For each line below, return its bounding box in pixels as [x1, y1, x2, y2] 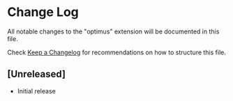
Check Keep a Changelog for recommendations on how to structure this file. [7, 48, 227, 56]
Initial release [17, 86, 56, 95]
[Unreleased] [7, 68, 66, 80]
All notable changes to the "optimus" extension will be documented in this [7, 27, 220, 36]
